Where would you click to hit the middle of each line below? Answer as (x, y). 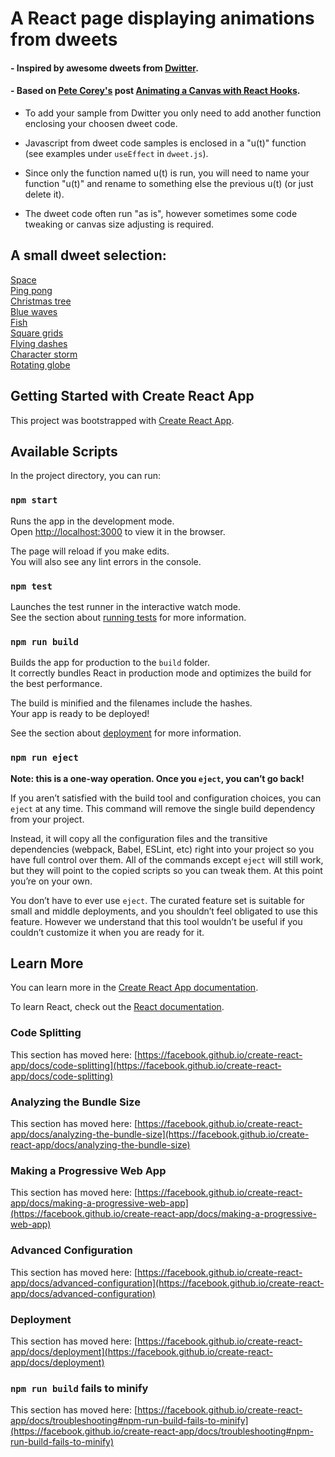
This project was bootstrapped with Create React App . (122, 420)
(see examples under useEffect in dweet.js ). (116, 153)
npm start (34, 500)
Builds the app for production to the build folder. (110, 663)
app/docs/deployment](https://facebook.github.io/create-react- (141, 1351)
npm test (31, 586)
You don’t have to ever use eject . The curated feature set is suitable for (157, 900)
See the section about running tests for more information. (128, 618)
